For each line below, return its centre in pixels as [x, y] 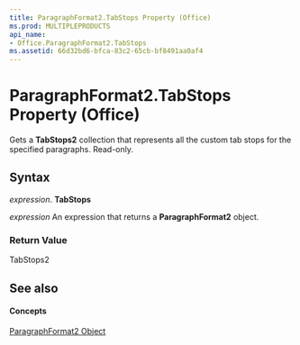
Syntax [30, 178]
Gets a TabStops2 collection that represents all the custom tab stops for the [150, 140]
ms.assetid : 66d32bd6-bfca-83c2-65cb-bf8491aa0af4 [106, 51]
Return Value [38, 240]
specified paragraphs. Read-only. [71, 150]
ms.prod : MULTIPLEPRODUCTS [60, 26]
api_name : [28, 34]
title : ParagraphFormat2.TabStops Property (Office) [110, 18]
